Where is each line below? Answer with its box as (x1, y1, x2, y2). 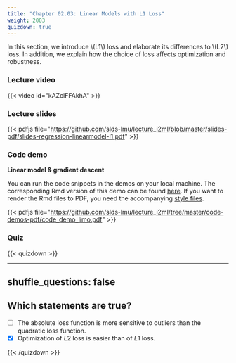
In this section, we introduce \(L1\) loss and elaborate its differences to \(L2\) (7, 43, 229, 51)
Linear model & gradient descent (7, 166, 105, 174)
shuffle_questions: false (7, 276, 116, 288)
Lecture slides (7, 108, 57, 118)
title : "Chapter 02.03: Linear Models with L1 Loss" (7, 10, 165, 18)
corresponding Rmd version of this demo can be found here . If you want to (7, 187, 223, 196)
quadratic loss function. (17, 326, 86, 335)
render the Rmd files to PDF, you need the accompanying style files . (7, 194, 204, 203)
